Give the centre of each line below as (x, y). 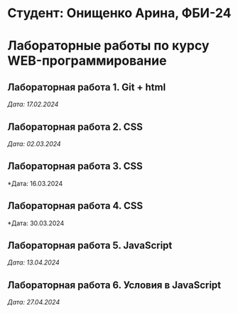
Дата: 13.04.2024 (34, 262)
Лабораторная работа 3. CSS (75, 166)
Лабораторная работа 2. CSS (75, 127)
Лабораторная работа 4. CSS (75, 206)
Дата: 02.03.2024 (34, 144)
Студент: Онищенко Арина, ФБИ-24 (119, 13)
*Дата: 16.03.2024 (35, 183)
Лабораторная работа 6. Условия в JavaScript (114, 285)
